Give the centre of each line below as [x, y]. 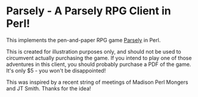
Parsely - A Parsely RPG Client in [89, 11]
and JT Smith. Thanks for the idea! [49, 88]
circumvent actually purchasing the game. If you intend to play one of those [99, 58]
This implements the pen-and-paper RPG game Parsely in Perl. [83, 40]
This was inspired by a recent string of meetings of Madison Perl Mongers [97, 82]
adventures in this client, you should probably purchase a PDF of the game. [99, 64]
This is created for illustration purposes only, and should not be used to [94, 51]
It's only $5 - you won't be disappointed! [56, 70]
